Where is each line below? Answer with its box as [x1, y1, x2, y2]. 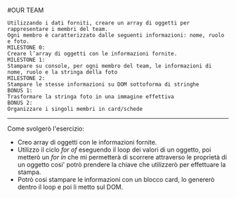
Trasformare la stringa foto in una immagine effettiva [7, 93, 174, 100]
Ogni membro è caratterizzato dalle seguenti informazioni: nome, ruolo [7, 32, 225, 39]
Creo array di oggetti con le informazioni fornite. [17, 138, 157, 146]
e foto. [7, 38, 30, 45]
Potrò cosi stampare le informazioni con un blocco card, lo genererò [17, 176, 215, 183]
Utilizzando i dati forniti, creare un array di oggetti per [7, 20, 190, 27]
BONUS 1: [7, 87, 33, 94]
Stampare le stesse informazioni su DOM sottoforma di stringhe [7, 81, 199, 88]
